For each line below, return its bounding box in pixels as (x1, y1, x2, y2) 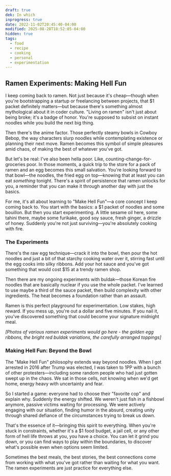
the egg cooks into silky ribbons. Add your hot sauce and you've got (5, 261, 149, 267)
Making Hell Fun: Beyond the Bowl (5, 347, 92, 354)
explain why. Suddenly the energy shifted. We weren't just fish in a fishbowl (5, 396, 164, 402)
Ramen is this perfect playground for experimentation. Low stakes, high (5, 303, 156, 309)
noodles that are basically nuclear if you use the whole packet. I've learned (5, 282, 163, 288)
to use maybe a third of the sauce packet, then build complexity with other (5, 287, 162, 294)
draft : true (5, 7, 31, 13)
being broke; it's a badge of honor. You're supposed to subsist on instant (5, 114, 159, 120)
